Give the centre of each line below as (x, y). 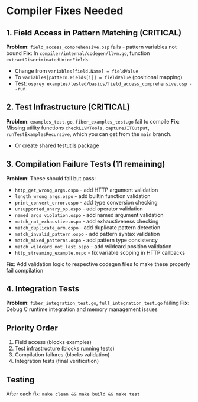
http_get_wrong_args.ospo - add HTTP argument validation (86, 190)
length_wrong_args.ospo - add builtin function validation (82, 196)
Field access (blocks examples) (53, 342)
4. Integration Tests (43, 289)
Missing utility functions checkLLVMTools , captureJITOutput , (78, 128)
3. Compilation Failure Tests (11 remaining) (86, 164)
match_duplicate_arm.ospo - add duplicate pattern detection (87, 227)
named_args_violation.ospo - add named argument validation (89, 215)
